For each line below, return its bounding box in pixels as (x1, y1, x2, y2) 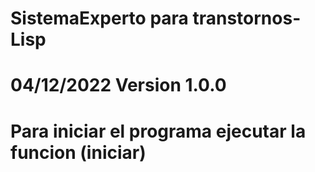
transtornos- (192, 7, 302, 30)
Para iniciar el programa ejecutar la (10, 120, 307, 142)
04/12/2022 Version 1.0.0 (10, 74, 227, 97)
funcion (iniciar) (10, 141, 147, 164)
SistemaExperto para (10, 7, 189, 30)
